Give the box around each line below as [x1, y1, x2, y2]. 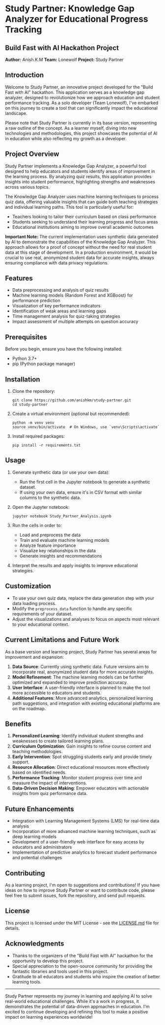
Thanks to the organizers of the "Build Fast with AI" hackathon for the [12, 952, 153, 958]
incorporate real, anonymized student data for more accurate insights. [12, 669, 154, 675]
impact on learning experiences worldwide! [5, 1014, 93, 1020]
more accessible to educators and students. [12, 689, 102, 696]
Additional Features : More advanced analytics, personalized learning [12, 695, 153, 701]
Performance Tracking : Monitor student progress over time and [12, 775, 142, 781]
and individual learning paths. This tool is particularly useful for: [5, 204, 134, 210]
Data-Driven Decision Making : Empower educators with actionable [12, 785, 149, 791]
